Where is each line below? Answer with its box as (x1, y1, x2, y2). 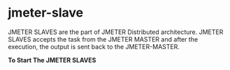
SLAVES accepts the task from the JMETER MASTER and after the (8, 35, 199, 43)
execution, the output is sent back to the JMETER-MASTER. (8, 42, 180, 51)
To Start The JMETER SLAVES (8, 55, 96, 64)
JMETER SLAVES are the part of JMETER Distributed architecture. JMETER (8, 28, 224, 36)
